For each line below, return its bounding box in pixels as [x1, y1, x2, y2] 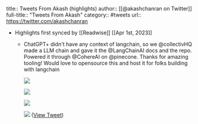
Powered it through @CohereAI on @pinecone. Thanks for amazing [23, 53, 188, 60]
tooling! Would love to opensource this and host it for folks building [23, 59, 188, 66]
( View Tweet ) [31, 112, 64, 118]
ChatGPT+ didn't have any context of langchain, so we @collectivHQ [23, 41, 192, 47]
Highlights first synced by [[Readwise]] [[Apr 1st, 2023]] [14, 29, 153, 36]
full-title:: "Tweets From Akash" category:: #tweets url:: [6, 11, 142, 18]
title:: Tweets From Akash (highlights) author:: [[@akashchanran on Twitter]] [6, 5, 192, 12]
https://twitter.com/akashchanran [6, 18, 88, 24]
